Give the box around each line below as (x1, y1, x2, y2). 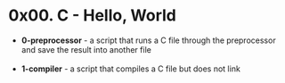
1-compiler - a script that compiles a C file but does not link (20, 63, 241, 74)
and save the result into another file (20, 44, 152, 54)
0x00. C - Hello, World (8, 5, 177, 26)
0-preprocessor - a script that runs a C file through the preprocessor (20, 35, 277, 46)
